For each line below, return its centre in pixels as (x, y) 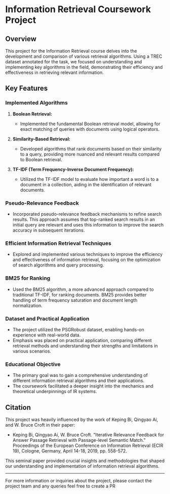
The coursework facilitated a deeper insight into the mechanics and (83, 386)
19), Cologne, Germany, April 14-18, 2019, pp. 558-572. (70, 451)
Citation (18, 407)
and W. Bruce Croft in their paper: (40, 425)
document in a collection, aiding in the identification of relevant (86, 184)
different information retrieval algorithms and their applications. (78, 381)
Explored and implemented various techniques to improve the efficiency (88, 254)
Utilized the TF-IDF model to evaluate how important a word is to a (89, 179)
